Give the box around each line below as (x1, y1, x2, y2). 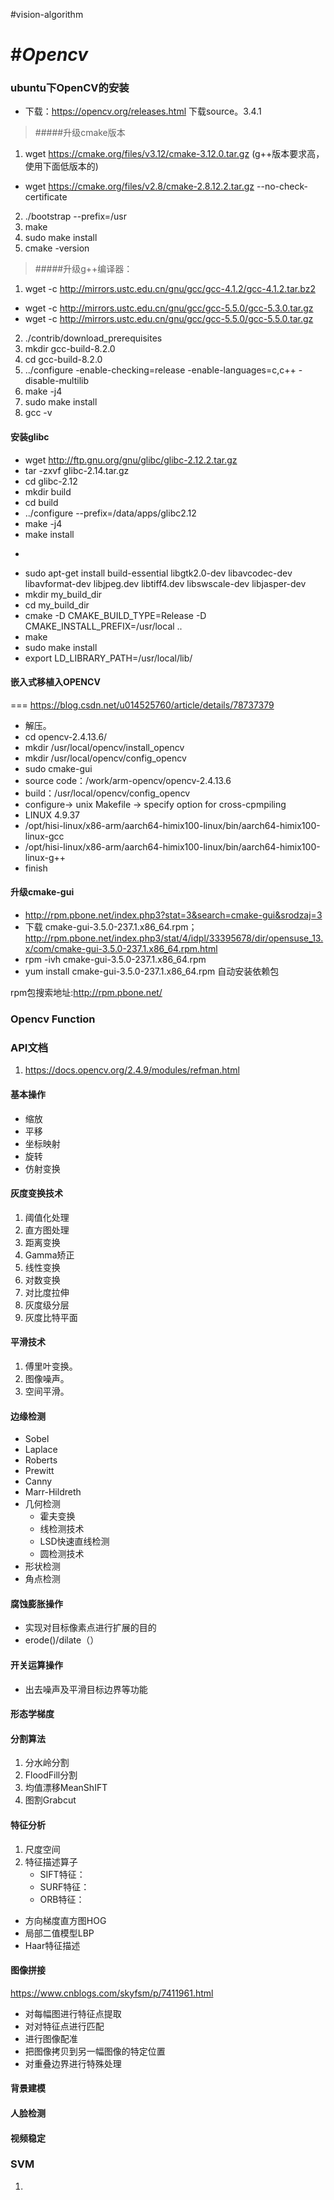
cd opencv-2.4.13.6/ (24, 730, 108, 743)
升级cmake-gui (10, 886, 75, 898)
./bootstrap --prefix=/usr (24, 210, 127, 223)
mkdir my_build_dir (24, 588, 103, 600)
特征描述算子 (24, 1855, 78, 1868)
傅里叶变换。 (24, 1360, 78, 1372)
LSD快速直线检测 (39, 1535, 110, 1548)
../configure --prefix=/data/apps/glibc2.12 (24, 507, 197, 519)
